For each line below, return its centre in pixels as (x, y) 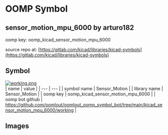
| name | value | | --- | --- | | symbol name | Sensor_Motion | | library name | (84, 88)
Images (17, 126)
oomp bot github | (24, 99)
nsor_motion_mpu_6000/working (39, 110)
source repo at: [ (23, 49)
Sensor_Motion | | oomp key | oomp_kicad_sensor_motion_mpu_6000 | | (80, 94)
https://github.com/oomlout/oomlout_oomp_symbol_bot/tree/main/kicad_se (84, 105)
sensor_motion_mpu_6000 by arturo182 (70, 28)
